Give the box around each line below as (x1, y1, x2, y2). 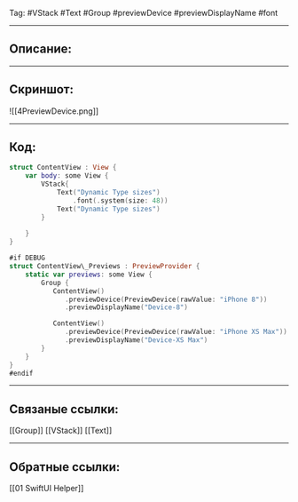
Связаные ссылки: (9, 402, 119, 417)
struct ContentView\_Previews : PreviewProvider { (9, 262, 200, 271)
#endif (9, 369, 34, 378)
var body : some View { (25, 171, 109, 180)
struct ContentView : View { (9, 163, 117, 172)
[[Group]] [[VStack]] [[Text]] (9, 426, 113, 436)
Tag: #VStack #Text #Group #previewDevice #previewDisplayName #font (9, 8, 278, 18)
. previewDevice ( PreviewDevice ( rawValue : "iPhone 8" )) (65, 295, 268, 304)
